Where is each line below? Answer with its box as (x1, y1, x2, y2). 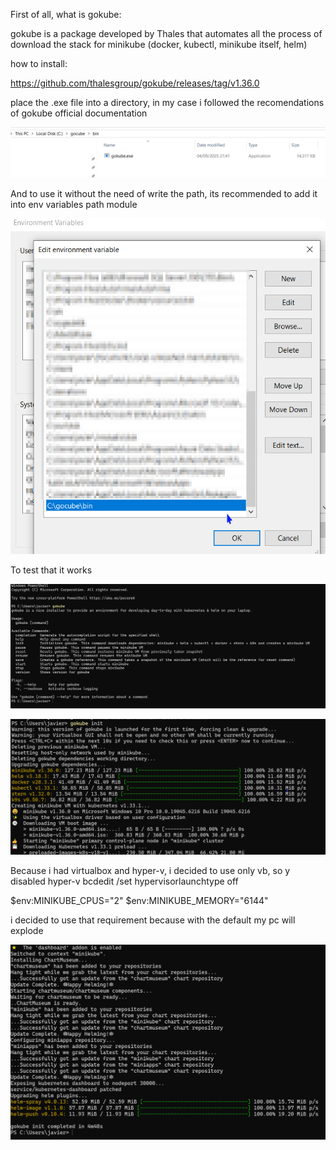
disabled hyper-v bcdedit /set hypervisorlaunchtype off (10, 875, 239, 888)
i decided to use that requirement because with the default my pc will (10, 914, 296, 926)
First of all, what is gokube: (10, 9, 122, 20)
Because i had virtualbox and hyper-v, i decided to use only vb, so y (10, 865, 291, 877)
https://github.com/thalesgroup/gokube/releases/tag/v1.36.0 (10, 77, 260, 89)
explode (10, 925, 44, 937)
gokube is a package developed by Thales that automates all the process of (10, 28, 323, 39)
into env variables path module (10, 198, 138, 210)
